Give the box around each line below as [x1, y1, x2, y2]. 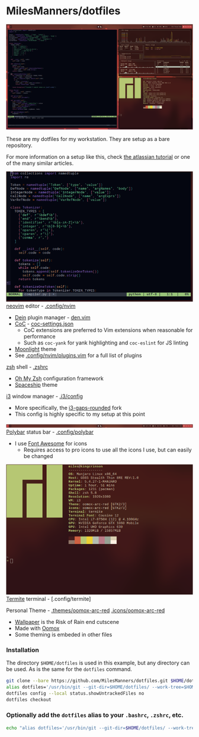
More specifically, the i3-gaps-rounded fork [14, 404, 122, 412]
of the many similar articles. [6, 159, 74, 167]
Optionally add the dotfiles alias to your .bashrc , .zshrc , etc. [6, 711, 184, 719]
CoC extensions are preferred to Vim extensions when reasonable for [23, 327, 193, 334]
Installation [6, 645, 40, 654]
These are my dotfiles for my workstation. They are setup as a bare [6, 136, 170, 143]
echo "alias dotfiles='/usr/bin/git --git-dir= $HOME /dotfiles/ [6, 725, 166, 731]
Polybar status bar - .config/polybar [6, 428, 94, 435]
